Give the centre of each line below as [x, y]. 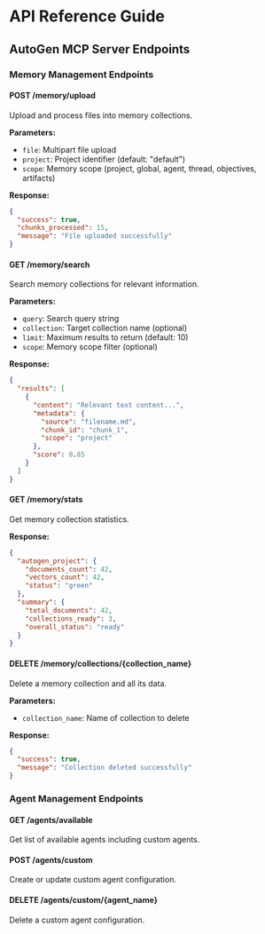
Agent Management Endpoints [76, 798]
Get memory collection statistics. [70, 519]
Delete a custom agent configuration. [77, 920]
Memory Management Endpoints [82, 75]
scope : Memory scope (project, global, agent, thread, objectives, [139, 168]
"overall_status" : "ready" [75, 627]
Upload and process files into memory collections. [101, 115]
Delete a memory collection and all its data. [88, 683]
